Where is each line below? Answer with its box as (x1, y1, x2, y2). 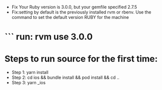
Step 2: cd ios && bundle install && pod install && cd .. (11, 75, 120, 80)
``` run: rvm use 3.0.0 (4, 31, 93, 43)
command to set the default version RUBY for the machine (11, 15, 129, 20)
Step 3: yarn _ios (11, 80, 46, 86)
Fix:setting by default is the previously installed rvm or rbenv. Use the (11, 9, 152, 15)
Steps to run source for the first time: (4, 53, 158, 64)
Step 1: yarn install (11, 70, 49, 75)
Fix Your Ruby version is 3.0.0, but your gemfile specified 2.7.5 (11, 4, 137, 10)
